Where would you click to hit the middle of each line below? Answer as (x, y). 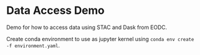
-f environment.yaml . (33, 45)
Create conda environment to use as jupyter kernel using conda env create (100, 39)
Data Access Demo (55, 11)
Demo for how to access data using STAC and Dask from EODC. (87, 27)
